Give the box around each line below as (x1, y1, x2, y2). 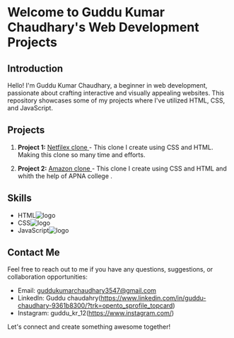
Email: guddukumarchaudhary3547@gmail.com (17, 286, 157, 295)
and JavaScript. (7, 104, 53, 112)
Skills (7, 192, 32, 204)
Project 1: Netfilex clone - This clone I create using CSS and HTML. (17, 143, 213, 151)
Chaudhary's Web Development (7, 19, 199, 35)
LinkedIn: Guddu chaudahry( (17, 294, 101, 303)
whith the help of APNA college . (17, 171, 113, 180)
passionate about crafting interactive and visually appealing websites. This (7, 89, 225, 97)
